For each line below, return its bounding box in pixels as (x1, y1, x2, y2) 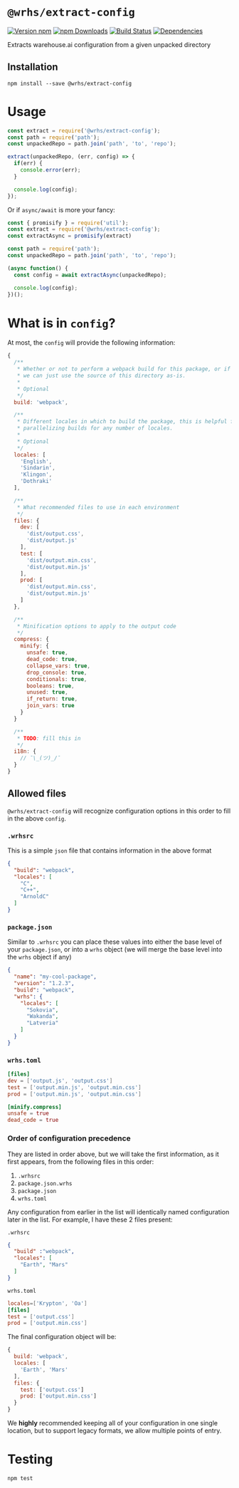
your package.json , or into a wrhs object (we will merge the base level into (7, 945, 223, 954)
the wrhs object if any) (7, 953, 72, 962)
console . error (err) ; (20, 167, 81, 174)
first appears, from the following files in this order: (7, 1157, 154, 1166)
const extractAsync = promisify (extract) (7, 232, 132, 240)
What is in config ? (7, 315, 116, 331)
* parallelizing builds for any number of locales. (16, 425, 174, 432)
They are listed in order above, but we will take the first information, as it (7, 1150, 219, 1158)
